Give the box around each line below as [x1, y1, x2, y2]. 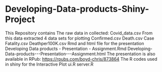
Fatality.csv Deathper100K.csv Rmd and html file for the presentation [5, 40, 144, 46]
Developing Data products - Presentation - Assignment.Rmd [5, 46, 127, 51]
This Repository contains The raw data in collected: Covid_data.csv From [5, 30, 153, 36]
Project [5, 14, 35, 25]
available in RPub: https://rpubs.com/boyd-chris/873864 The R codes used [5, 56, 158, 62]
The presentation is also [107, 50, 156, 57]
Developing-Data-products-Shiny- [5, 3, 149, 15]
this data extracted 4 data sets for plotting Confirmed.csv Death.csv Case [5, 35, 155, 41]
